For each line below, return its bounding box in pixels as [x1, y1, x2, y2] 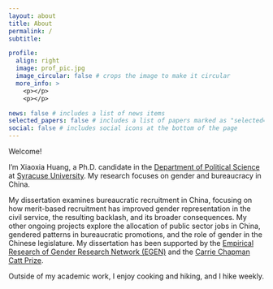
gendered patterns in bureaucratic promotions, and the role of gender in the [8, 230, 262, 239]
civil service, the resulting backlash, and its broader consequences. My [8, 213, 248, 222]
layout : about [8, 11, 57, 20]
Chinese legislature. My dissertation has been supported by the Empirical [8, 239, 254, 248]
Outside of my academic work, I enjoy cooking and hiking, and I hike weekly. [8, 271, 264, 281]
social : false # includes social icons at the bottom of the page [8, 124, 238, 132]
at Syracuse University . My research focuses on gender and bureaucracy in [8, 171, 262, 180]
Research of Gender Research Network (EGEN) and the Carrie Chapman [8, 247, 250, 257]
